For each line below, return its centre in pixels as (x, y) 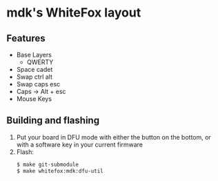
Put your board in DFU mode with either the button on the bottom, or (113, 137)
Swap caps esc (38, 84)
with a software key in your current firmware (79, 144)
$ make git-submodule (47, 164)
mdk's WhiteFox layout (74, 13)
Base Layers (34, 55)
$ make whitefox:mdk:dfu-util (60, 171)
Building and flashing (53, 121)
